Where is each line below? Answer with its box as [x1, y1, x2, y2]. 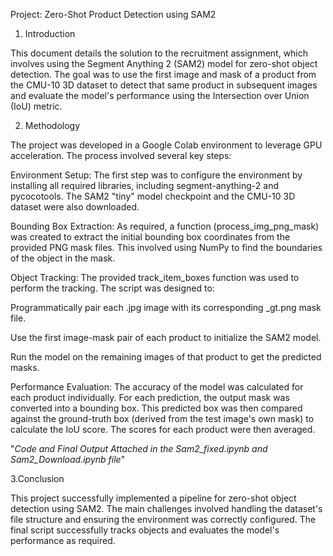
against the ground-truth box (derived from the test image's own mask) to [10, 413, 315, 424]
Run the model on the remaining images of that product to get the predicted [10, 351, 322, 363]
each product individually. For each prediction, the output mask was [10, 392, 290, 403]
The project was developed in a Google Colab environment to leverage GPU [10, 139, 323, 151]
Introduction [24, 28, 76, 39]
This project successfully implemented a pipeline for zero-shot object [10, 492, 297, 504]
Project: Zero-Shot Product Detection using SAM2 [10, 9, 217, 20]
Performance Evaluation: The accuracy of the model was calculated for [10, 381, 304, 393]
